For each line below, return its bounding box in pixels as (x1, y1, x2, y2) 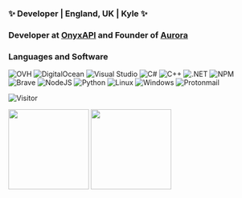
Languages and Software (8, 51, 109, 62)
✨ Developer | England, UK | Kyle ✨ (8, 8, 148, 19)
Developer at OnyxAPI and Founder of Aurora (8, 29, 189, 40)
